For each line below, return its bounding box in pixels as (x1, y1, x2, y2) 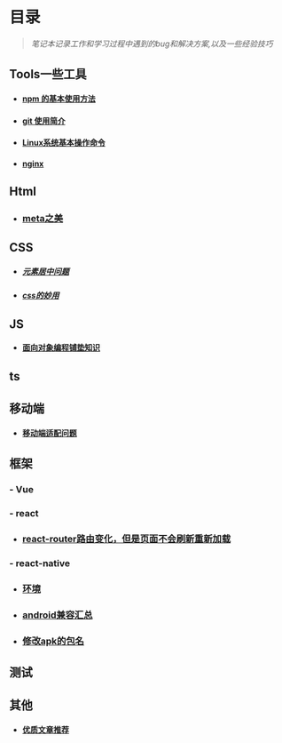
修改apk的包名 (21, 635, 84, 647)
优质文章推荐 (21, 724, 69, 735)
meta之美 (21, 212, 64, 225)
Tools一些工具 (9, 67, 87, 82)
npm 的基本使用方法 (21, 93, 96, 104)
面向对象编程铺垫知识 (21, 342, 100, 353)
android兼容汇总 (21, 609, 93, 621)
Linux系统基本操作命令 (21, 138, 106, 148)
